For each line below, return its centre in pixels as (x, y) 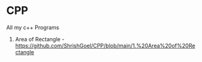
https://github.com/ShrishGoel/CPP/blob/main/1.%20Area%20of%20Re (105, 46)
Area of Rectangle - (40, 39)
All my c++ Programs (33, 27)
